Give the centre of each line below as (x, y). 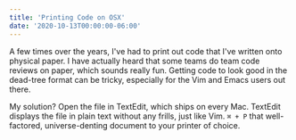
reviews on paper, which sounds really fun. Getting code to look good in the (148, 70)
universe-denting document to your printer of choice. (142, 125)
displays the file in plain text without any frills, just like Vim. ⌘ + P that (136, 116)
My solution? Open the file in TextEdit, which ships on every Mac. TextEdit (145, 106)
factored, (26, 125)
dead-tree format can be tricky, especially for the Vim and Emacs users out (148, 79)
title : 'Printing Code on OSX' (67, 17)
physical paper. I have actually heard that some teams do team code (135, 61)
